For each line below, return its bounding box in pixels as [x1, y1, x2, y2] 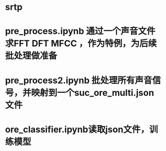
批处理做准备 [5, 50, 58, 62]
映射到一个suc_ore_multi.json [31, 87, 154, 98]
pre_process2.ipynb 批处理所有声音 [5, 75, 152, 86]
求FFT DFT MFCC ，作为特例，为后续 [5, 38, 157, 49]
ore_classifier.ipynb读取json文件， [5, 124, 150, 135]
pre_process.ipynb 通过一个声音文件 [5, 26, 156, 37]
